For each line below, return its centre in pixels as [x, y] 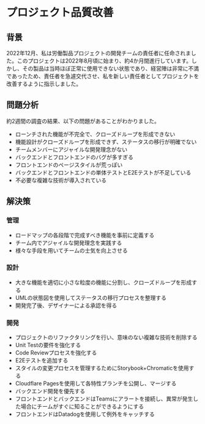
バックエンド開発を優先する [50, 391]
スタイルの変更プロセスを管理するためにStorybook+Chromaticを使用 [102, 368]
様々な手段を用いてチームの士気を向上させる [71, 250]
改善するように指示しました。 [44, 84]
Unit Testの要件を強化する [48, 345]
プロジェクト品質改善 [60, 13]
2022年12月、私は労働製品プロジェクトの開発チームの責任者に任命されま [99, 53]
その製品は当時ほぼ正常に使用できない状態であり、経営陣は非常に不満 [111, 69]
